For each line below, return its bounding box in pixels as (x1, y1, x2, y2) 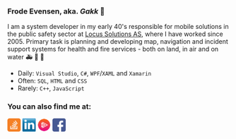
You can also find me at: (7, 102, 92, 111)
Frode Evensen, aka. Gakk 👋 (7, 6, 105, 16)
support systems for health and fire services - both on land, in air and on (7, 45, 219, 54)
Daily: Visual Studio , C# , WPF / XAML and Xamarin (17, 69, 152, 78)
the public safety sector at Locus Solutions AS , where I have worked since (7, 30, 224, 38)
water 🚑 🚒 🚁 (7, 53, 45, 61)
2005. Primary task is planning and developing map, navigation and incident (7, 37, 228, 46)
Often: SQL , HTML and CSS (17, 77, 88, 85)
